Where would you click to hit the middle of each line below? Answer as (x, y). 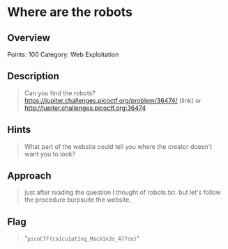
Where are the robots (70, 12)
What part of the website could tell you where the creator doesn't (118, 146)
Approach (29, 176)
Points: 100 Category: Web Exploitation (63, 54)
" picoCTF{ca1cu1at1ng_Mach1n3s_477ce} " (82, 239)
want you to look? (50, 154)
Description (33, 76)
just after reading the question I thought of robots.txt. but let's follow (122, 193)
